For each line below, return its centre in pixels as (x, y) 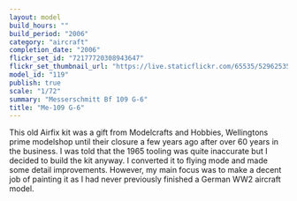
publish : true (35, 83)
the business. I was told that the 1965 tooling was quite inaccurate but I (138, 152)
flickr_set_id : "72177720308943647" (76, 58)
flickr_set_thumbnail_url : (59, 67)
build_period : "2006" (49, 33)
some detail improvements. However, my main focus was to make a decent (145, 170)
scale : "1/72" (35, 91)
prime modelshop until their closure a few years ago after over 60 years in (144, 142)
